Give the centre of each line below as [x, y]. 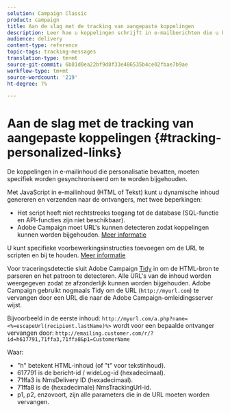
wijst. [15, 305]
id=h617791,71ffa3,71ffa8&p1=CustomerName [68, 340]
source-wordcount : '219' [42, 77]
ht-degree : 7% [27, 84]
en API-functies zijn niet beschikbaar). [71, 220]
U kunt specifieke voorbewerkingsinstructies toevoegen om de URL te [106, 248]
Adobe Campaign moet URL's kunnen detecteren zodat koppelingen [113, 228]
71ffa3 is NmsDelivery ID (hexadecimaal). [75, 380]
